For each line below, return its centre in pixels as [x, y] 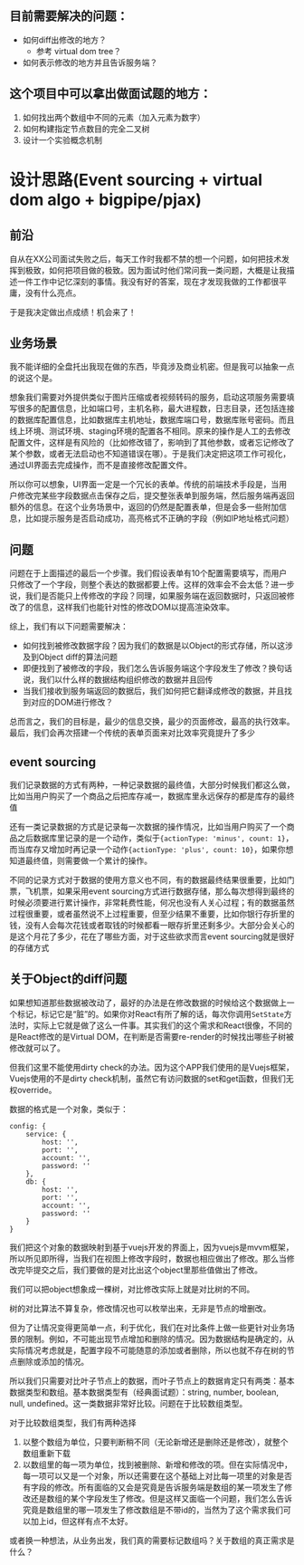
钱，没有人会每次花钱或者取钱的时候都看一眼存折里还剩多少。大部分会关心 [148, 926]
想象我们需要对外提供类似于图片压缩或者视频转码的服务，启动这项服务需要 [148, 398]
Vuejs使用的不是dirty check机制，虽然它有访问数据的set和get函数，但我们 [148, 1078]
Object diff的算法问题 [78, 657]
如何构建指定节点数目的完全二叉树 [86, 129]
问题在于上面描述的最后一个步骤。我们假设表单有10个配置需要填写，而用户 [148, 573]
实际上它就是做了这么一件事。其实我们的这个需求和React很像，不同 [159, 1025]
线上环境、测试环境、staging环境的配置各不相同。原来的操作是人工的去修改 [150, 431]
